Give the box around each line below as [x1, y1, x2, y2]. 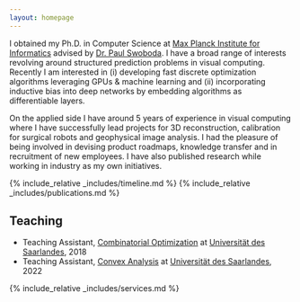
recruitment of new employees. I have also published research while [9, 150, 262, 162]
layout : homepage [9, 13, 75, 22]
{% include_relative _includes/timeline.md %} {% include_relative [9, 177, 251, 189]
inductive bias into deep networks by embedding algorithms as [9, 85, 243, 96]
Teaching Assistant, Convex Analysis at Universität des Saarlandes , [22, 256, 272, 267]
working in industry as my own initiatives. [9, 160, 163, 171]
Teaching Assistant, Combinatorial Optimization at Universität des [22, 237, 266, 248]
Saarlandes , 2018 [22, 246, 87, 257]
